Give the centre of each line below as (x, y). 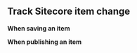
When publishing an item (45, 42)
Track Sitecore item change (69, 12)
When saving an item (39, 28)
